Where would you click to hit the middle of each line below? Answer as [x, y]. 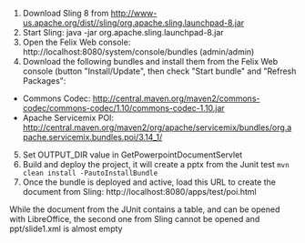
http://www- [134, 13]
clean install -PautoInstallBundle [90, 173]
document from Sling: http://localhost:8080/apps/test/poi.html [139, 192]
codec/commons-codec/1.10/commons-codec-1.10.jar [123, 108]
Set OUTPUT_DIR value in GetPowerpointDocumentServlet [132, 155]
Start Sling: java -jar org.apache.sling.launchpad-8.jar [123, 32]
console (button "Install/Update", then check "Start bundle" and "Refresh [159, 71]
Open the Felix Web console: [76, 42]
